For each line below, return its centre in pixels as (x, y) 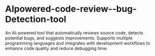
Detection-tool (36, 19)
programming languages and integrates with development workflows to (78, 43)
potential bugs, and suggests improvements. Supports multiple (69, 38)
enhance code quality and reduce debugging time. (57, 48)
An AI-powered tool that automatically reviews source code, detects (74, 33)
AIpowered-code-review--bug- (71, 9)
